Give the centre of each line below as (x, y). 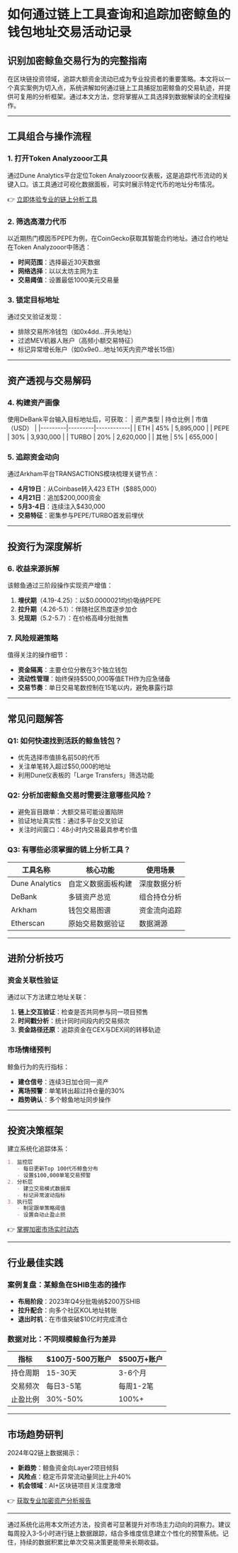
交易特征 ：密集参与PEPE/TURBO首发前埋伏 (80, 516)
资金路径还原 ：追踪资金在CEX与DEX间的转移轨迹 (89, 1030)
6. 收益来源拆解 (34, 569)
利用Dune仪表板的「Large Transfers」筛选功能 (86, 775)
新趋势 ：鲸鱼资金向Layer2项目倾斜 (68, 1468)
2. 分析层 (20, 1182)
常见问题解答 (35, 718)
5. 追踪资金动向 (33, 457)
